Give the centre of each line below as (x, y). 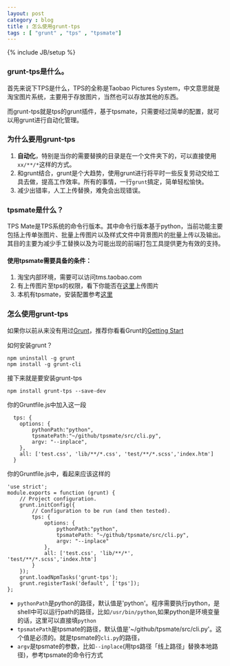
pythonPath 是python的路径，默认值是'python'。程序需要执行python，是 (118, 603)
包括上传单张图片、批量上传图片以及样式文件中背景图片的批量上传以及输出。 (116, 235)
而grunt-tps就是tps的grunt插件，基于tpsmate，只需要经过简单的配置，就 (110, 111)
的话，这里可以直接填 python (56, 620)
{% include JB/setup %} (41, 52)
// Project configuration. (58, 499)
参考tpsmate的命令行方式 (67, 655)
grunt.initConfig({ (48, 505)
